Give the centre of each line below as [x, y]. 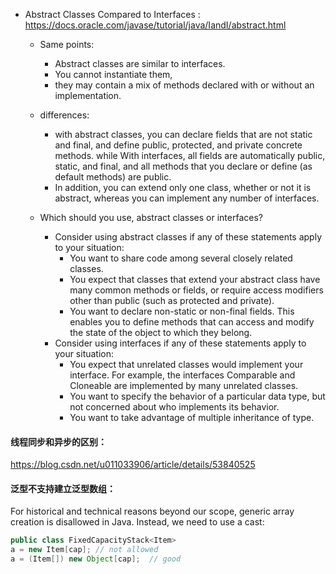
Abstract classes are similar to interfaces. [140, 63]
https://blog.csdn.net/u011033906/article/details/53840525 [133, 465]
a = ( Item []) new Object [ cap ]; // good [96, 559]
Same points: [67, 44]
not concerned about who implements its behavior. [174, 407]
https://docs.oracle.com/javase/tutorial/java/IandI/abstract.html [155, 25]
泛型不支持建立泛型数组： [63, 488]
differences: [64, 115]
